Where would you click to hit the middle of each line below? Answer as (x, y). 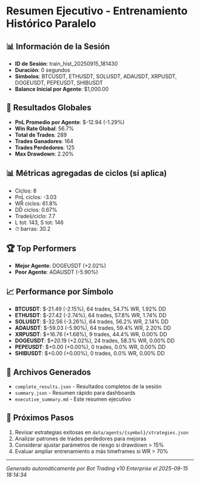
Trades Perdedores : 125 (45, 147)
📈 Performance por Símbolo (60, 291)
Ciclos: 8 (26, 191)
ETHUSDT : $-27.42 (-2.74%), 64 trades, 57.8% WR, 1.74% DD (90, 315)
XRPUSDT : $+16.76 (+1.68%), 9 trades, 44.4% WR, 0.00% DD (91, 335)
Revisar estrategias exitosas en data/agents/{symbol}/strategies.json (101, 432)
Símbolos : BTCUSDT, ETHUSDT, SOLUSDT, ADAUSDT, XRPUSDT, (96, 76)
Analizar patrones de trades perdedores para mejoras (81, 438)
